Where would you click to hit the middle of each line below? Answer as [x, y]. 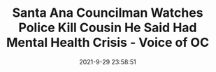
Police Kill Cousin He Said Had [108, 28]
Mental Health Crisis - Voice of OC [108, 43]
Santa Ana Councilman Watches [108, 13]
